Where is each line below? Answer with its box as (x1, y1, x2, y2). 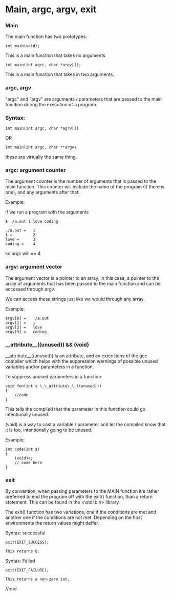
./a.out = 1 (5, 228, 36, 233)
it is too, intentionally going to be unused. (5, 427, 93, 433)
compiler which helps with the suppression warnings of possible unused (5, 358, 158, 364)
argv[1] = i (5, 320, 36, 325)
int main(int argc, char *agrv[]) (5, 126, 79, 131)
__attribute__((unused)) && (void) (5, 341, 90, 348)
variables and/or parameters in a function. (5, 363, 94, 370)
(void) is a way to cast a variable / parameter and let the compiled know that (5, 421, 166, 427)
